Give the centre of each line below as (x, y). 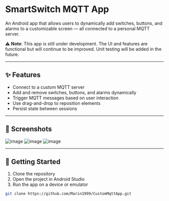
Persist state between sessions (45, 108)
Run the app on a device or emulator (50, 184)
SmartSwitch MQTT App (57, 9)
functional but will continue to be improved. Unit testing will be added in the (83, 49)
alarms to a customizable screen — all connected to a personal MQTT (77, 28)
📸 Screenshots (29, 129)
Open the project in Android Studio (49, 179)
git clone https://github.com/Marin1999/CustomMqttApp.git (68, 194)
